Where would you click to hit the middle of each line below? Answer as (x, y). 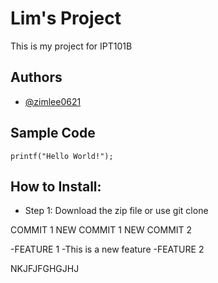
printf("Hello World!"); (62, 156)
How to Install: (56, 186)
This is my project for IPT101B (71, 46)
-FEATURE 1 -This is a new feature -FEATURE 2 (107, 249)
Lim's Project (66, 18)
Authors (36, 77)
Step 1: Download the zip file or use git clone (116, 211)
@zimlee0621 (53, 101)
